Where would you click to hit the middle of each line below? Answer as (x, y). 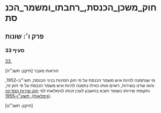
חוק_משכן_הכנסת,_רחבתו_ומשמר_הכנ (81, 8)
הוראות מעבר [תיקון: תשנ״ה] (32, 71)
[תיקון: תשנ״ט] (19, 105)
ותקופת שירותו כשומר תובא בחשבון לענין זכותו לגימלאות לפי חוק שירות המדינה (78, 90)
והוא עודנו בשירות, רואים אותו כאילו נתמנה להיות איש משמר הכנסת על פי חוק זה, (80, 85)
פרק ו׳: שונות (25, 36)
